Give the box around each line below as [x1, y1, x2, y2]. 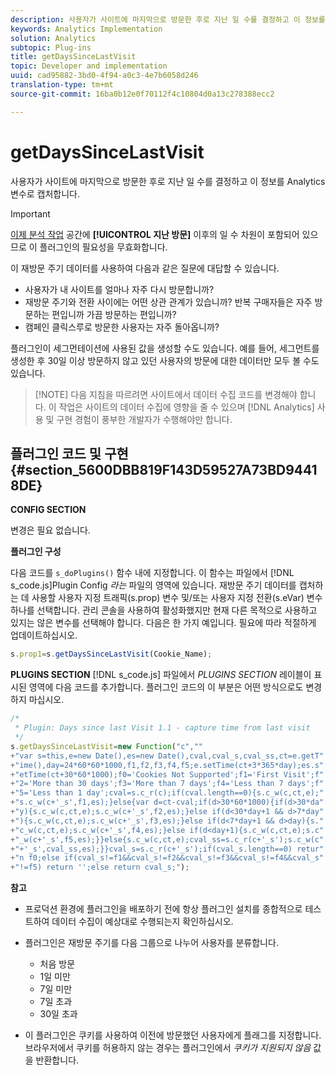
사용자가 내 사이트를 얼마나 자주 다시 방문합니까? [24, 283, 215, 295]
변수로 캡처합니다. [10, 187, 81, 200]
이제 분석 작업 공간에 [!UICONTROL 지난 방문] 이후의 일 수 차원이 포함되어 [10, 228, 300, 240]
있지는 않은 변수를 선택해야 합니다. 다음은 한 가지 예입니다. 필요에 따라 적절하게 [10, 617, 317, 629]
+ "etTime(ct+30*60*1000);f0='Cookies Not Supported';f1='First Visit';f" [10, 769, 325, 780]
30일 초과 [39, 1008, 78, 1020]
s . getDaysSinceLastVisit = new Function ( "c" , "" [10, 741, 203, 751]
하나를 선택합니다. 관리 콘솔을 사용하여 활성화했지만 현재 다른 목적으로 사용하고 [10, 604, 318, 616]
